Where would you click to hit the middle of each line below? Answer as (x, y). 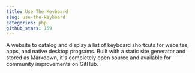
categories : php (26, 23)
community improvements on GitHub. (52, 64)
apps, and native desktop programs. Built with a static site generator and (96, 52)
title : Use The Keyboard (37, 12)
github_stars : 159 (29, 28)
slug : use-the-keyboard (36, 17)
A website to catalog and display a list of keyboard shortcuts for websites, (97, 45)
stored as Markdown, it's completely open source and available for (88, 58)
